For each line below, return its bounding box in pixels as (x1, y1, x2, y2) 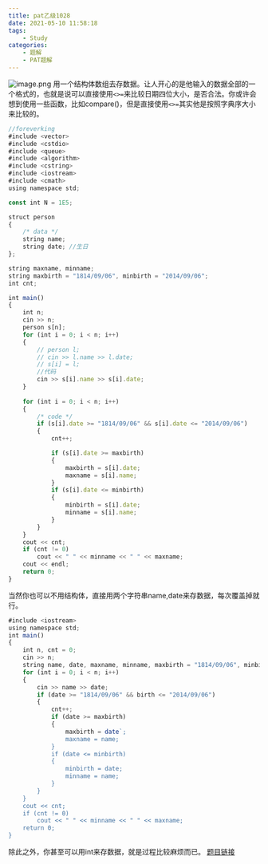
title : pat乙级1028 (8, 11, 71, 20)
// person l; (37, 345, 81, 353)
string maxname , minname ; (8, 264, 94, 272)
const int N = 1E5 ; (8, 199, 73, 207)
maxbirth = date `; (65, 728, 127, 736)
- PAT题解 (22, 57, 53, 65)
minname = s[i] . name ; (65, 508, 137, 516)
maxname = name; (65, 735, 120, 743)
